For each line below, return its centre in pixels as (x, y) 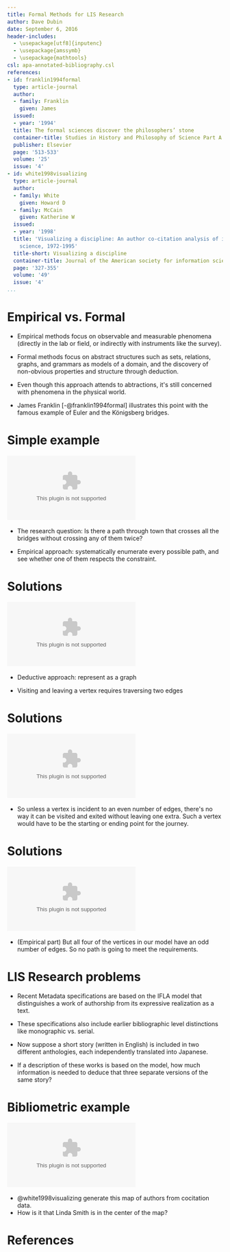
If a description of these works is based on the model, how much (108, 1065)
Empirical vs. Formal (66, 317)
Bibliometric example (68, 1107)
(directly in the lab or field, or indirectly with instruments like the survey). (119, 343)
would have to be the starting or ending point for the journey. (103, 823)
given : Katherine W (47, 217)
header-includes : (32, 36)
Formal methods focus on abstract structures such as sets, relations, (114, 356)
